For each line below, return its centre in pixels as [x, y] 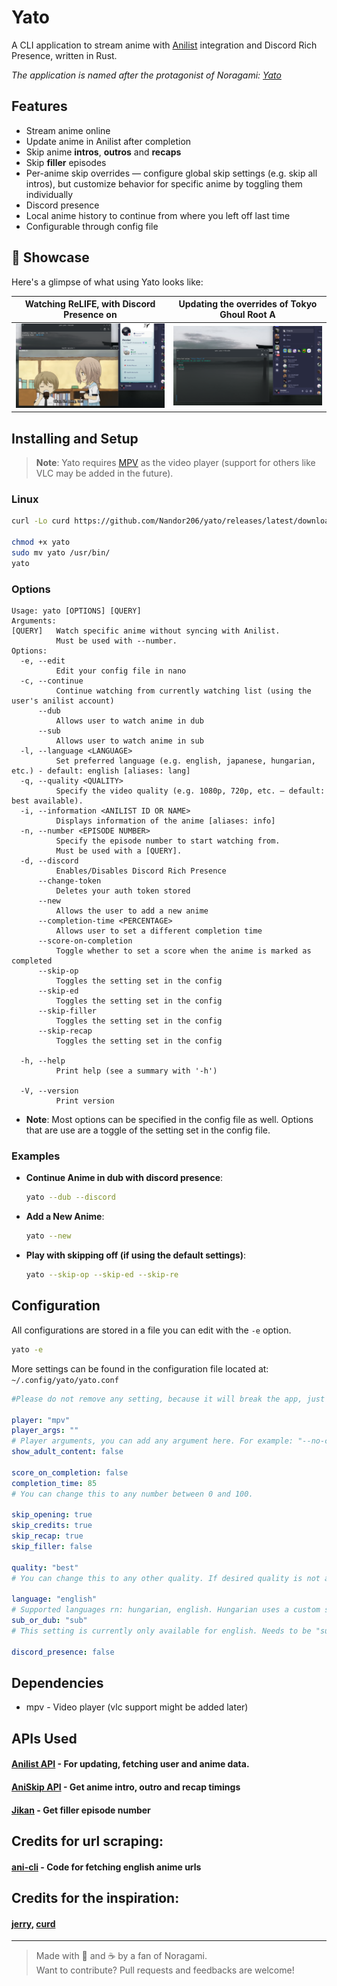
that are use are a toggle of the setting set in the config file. [148, 1130]
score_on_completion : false [70, 1472]
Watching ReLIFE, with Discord [90, 304]
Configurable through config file [92, 226]
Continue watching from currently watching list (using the [183, 691]
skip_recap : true [47, 1536]
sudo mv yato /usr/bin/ [61, 553]
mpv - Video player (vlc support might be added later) [137, 1707]
